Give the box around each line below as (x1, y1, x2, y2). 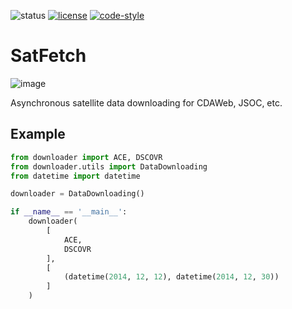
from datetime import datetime (10, 171, 141, 181)
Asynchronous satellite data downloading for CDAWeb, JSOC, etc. (10, 96, 283, 109)
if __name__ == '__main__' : (10, 207, 128, 217)
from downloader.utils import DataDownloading (10, 161, 208, 172)
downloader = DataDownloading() (10, 189, 145, 199)
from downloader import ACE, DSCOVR (10, 152, 163, 162)
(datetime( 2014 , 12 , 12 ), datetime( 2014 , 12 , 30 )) (63, 272, 280, 282)
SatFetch (10, 45, 87, 67)
